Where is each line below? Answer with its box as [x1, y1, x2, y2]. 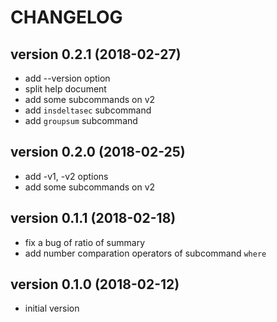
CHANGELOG [10, 6, 123, 29]
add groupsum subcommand [24, 115, 138, 126]
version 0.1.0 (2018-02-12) [10, 276, 180, 293]
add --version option [24, 72, 111, 84]
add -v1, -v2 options [24, 170, 109, 182]
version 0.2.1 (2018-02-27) [10, 46, 182, 63]
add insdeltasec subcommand [24, 104, 152, 116]
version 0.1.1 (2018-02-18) [10, 210, 177, 227]
